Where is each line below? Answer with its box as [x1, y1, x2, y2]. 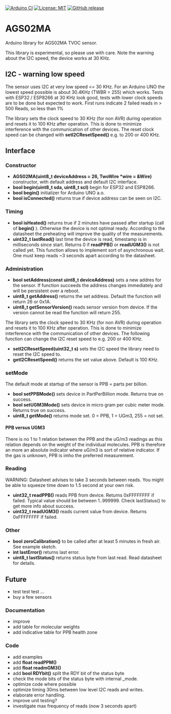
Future [5, 575, 27, 584]
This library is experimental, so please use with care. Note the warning [5, 49, 154, 56]
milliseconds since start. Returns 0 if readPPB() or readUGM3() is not [12, 241, 160, 248]
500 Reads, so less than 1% [5, 105, 64, 111]
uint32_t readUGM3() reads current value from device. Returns [12, 508, 147, 515]
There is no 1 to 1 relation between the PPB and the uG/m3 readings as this [5, 436, 163, 442]
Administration [5, 265, 44, 272]
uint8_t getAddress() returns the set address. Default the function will [12, 293, 161, 299]
